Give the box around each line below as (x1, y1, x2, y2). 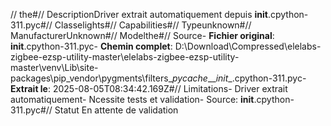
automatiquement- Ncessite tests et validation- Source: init (10, 94, 255, 105)
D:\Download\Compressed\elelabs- (174, 40, 322, 52)
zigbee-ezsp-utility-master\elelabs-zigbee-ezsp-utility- (10, 51, 240, 63)
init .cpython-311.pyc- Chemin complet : (10, 40, 173, 52)
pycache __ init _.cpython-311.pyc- (172, 72, 307, 84)
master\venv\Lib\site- (10, 62, 99, 73)
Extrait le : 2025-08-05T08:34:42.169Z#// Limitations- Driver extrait (10, 83, 288, 94)
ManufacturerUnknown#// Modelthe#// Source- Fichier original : (10, 30, 275, 41)
